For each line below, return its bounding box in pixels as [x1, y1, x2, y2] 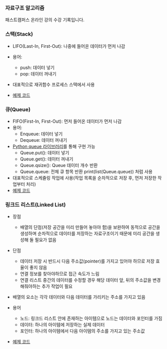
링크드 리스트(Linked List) [5, 201, 66, 208]
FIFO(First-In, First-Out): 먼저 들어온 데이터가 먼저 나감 [12, 118, 122, 124]
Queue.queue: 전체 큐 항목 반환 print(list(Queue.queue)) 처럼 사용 [20, 168, 153, 175]
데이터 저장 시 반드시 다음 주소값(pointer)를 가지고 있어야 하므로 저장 [20, 258, 155, 265]
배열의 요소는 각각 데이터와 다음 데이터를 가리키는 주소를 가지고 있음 [12, 294, 146, 300]
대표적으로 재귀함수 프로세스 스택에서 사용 [12, 81, 95, 88]
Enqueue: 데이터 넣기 [20, 131, 63, 137]
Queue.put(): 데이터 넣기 [20, 149, 69, 155]
